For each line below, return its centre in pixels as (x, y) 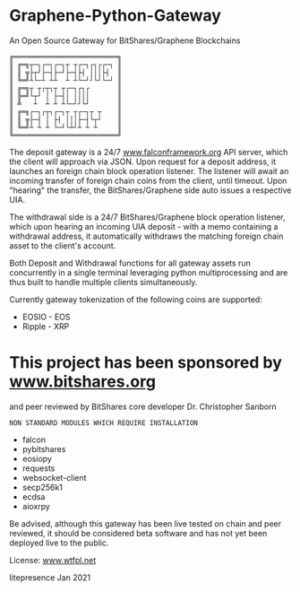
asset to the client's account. (63, 245)
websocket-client (54, 477)
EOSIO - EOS (46, 317)
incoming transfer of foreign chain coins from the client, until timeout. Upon (148, 180)
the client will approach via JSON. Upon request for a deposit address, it (142, 161)
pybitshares (44, 448)
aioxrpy (36, 506)
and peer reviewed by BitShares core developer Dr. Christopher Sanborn (143, 406)
